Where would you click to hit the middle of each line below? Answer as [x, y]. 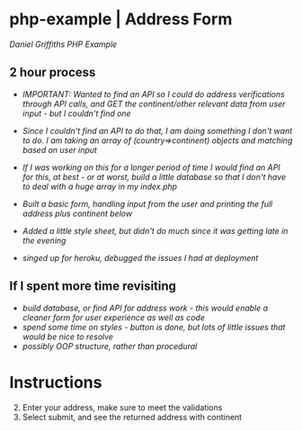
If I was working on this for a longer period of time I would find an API [151, 167]
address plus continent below [77, 213]
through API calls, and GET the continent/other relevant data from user [154, 103]
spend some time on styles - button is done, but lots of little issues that [154, 327]
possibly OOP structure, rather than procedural [110, 346]
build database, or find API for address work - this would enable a [145, 308]
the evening [44, 240]
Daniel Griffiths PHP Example [63, 44]
